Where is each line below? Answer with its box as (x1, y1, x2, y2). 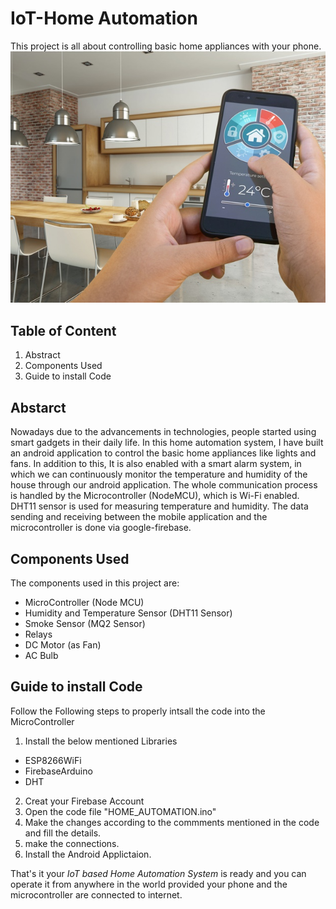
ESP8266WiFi (24, 754, 82, 766)
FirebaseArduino (24, 765, 93, 777)
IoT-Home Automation (10, 7, 198, 30)
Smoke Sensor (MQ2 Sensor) (24, 617, 146, 629)
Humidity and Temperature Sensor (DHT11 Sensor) (24, 607, 233, 619)
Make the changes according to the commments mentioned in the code (24, 816, 320, 828)
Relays (24, 628, 53, 640)
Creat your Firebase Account (24, 795, 145, 807)
